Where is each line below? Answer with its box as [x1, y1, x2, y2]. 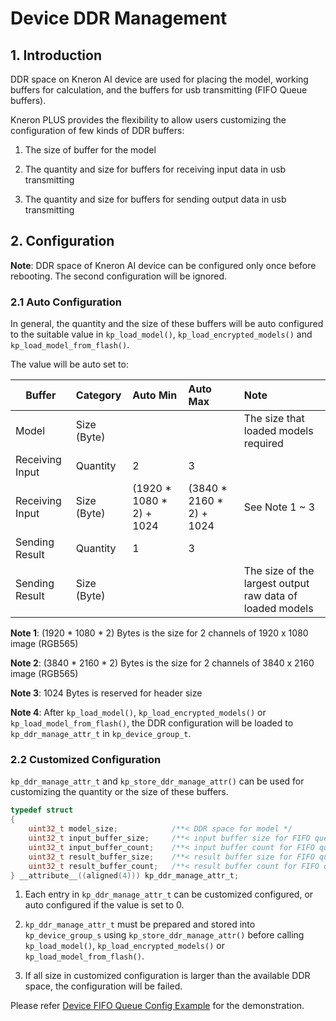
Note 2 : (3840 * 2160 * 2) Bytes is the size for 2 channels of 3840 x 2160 [10, 657, 315, 669]
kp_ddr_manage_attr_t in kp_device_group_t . [10, 728, 192, 740]
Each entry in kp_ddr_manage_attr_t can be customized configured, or [24, 888, 314, 901]
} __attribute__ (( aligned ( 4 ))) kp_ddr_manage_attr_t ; [10, 870, 240, 881]
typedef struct [10, 805, 74, 816]
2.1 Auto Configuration [10, 295, 122, 309]
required [243, 437, 284, 451]
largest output [243, 577, 310, 591]
